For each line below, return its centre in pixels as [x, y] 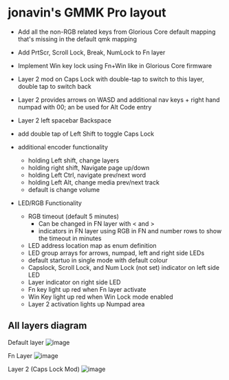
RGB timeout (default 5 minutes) [74, 216]
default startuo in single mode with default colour [98, 260]
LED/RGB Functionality [50, 203]
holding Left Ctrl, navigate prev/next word [87, 175]
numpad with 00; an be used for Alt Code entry [85, 107]
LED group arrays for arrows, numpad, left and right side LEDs [116, 253]
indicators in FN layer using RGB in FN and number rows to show [130, 231]
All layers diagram [47, 326]
